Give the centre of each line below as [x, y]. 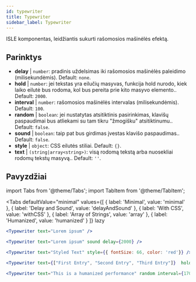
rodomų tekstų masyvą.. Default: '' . [58, 158]
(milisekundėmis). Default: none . [53, 78]
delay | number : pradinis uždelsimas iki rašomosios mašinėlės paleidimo [100, 71]
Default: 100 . [29, 109]
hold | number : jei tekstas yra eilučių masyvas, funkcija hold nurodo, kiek [101, 84]
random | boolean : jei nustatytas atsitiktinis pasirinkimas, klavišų [92, 115]
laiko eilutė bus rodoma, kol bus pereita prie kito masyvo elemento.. [95, 90]
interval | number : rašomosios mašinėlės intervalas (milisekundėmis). [97, 102]
